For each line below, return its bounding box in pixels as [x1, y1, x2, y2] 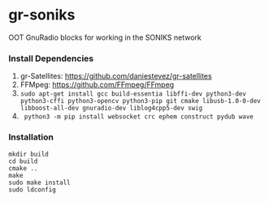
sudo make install [8, 178, 71, 187]
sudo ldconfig [8, 185, 57, 194]
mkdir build [8, 150, 49, 158]
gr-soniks [8, 6, 76, 24]
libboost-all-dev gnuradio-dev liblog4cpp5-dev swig [20, 104, 203, 113]
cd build [8, 157, 38, 165]
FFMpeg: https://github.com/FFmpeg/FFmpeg [20, 80, 175, 90]
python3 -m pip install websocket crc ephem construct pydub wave [24, 113, 254, 121]
